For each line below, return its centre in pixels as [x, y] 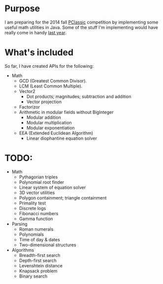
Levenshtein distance [41, 265]
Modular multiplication [49, 122]
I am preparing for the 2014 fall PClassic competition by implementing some [81, 22]
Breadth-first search [40, 255]
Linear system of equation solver [52, 187]
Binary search [33, 276]
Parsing [19, 224]
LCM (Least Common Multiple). [51, 86]
